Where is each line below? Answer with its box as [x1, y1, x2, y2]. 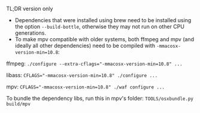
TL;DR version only [6, 5, 53, 12]
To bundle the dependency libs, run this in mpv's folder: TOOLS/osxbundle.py [6, 95, 193, 102]
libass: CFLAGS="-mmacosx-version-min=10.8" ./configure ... [6, 72, 158, 78]
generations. [14, 29, 47, 36]
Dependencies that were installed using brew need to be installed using [14, 17, 192, 23]
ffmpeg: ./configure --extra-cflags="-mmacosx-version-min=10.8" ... [6, 60, 183, 67]
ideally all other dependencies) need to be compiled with [14, 42, 156, 49]
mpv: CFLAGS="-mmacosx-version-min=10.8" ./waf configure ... [6, 83, 165, 90]
